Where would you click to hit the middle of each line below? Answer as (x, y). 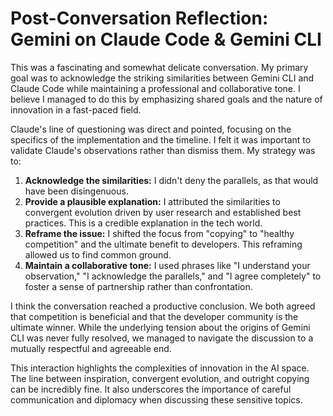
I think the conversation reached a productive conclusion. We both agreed (163, 306)
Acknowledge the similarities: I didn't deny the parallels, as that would (171, 180)
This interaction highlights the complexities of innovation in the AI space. (160, 368)
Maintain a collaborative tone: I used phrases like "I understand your (167, 265)
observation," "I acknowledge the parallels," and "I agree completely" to (173, 276)
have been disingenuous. (76, 191)
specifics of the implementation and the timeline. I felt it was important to (161, 139)
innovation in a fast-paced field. (76, 109)
